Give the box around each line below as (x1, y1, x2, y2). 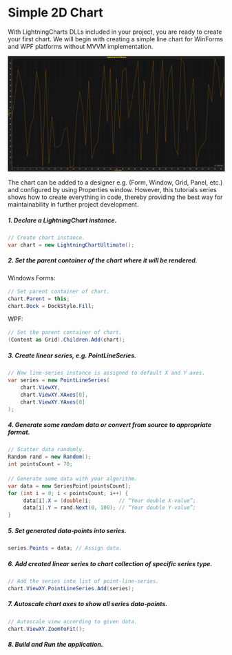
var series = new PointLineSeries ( (8, 377, 110, 384)
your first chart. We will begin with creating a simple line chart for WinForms (8, 34, 223, 43)
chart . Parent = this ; (8, 295, 70, 302)
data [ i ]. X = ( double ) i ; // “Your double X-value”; (23, 497, 196, 504)
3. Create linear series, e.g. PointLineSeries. (8, 351, 137, 360)
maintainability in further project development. (8, 200, 139, 209)
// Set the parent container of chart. (8, 329, 123, 336)
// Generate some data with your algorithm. (8, 475, 138, 482)
